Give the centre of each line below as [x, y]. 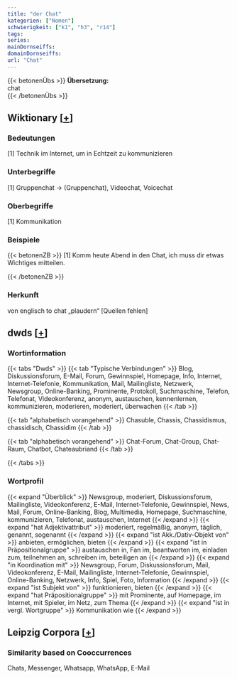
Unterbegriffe [31, 172]
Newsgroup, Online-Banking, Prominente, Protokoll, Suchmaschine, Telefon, [119, 391]
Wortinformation [37, 353]
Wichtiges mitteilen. [36, 263]
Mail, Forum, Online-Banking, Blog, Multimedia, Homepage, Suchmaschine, [117, 512]
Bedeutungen [31, 138]
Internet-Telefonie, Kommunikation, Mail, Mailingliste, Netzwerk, [100, 384]
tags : [15, 34]
